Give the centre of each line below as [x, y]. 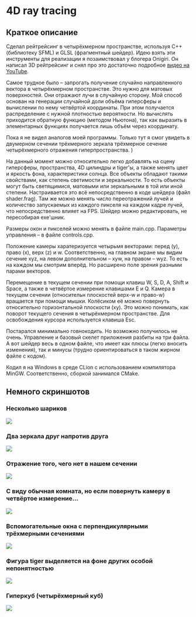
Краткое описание [42, 32]
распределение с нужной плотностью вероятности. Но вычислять [90, 114]
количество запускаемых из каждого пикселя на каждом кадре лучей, [95, 205]
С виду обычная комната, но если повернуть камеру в [88, 491]
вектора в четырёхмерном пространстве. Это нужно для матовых [89, 89]
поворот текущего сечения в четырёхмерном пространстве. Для [88, 313]
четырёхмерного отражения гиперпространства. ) [70, 150]
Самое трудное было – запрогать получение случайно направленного [94, 83]
